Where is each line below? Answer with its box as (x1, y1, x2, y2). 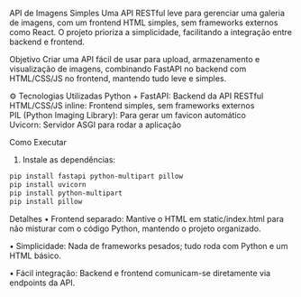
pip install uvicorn (9, 180, 87, 189)
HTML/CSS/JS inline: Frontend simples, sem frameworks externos (9, 100, 255, 111)
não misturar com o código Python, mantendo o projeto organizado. (9, 223, 261, 234)
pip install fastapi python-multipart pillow (9, 172, 183, 181)
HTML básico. (9, 250, 61, 261)
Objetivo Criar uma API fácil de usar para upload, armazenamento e (9, 54, 260, 64)
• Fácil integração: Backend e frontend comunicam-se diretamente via (9, 267, 271, 278)
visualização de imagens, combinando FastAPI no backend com (9, 63, 247, 74)
